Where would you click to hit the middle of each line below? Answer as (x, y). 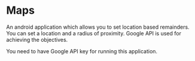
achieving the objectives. (37, 39)
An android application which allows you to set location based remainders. (98, 27)
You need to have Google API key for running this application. (82, 51)
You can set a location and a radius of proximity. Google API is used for (94, 33)
